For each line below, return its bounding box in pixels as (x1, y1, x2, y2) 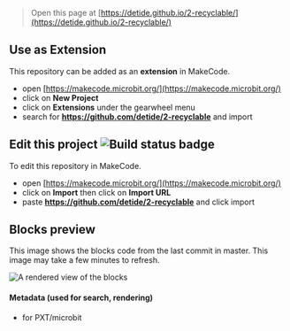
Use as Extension (9, 42, 107, 58)
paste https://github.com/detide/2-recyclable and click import (21, 196, 255, 207)
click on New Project (21, 92, 99, 103)
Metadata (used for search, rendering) (9, 292, 153, 304)
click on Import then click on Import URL (21, 187, 172, 197)
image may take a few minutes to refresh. (9, 255, 160, 266)
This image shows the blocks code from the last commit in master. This (9, 245, 269, 256)
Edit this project (9, 137, 98, 152)
